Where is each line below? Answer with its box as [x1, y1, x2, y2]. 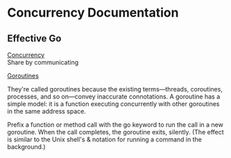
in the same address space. [7, 107, 87, 115]
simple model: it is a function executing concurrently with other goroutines [7, 100, 220, 108]
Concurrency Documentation [7, 5, 179, 21]
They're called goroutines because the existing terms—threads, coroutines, [7, 85, 223, 93]
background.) [7, 143, 46, 150]
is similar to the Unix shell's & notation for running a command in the [7, 135, 203, 143]
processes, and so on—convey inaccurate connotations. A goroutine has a [7, 92, 221, 100]
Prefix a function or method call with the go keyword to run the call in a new [7, 121, 223, 129]
